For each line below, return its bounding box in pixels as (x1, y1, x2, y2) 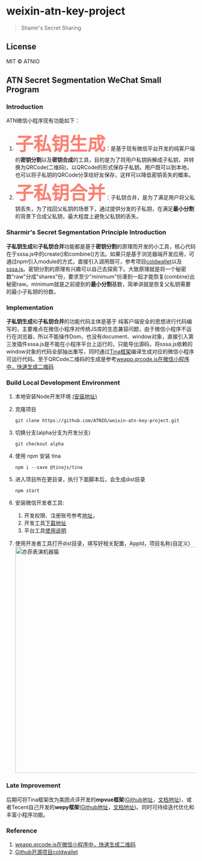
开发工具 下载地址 (23, 520, 67, 527)
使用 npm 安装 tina (14, 452, 61, 459)
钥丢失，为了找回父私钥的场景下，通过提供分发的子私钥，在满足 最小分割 (14, 205, 194, 212)
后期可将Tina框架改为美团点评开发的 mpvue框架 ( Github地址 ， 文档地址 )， (6, 796, 187, 803)
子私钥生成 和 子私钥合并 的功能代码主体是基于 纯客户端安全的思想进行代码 (6, 318, 187, 325)
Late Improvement (6, 781, 61, 790)
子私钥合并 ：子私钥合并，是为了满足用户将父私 (14, 183, 195, 204)
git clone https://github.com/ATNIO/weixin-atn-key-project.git (14, 418, 180, 424)
